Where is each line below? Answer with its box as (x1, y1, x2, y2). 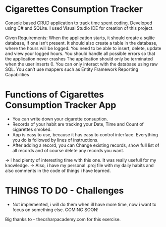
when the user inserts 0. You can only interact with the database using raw (5, 61, 158, 67)
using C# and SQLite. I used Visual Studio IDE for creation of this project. (5, 25, 154, 31)
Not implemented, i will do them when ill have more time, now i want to (12, 201, 157, 207)
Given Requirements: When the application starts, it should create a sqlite (5, 35, 155, 41)
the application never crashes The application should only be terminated (5, 56, 153, 61)
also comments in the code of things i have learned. (5, 168, 111, 173)
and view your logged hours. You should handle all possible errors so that (5, 51, 156, 57)
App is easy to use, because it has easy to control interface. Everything (12, 131, 158, 137)
